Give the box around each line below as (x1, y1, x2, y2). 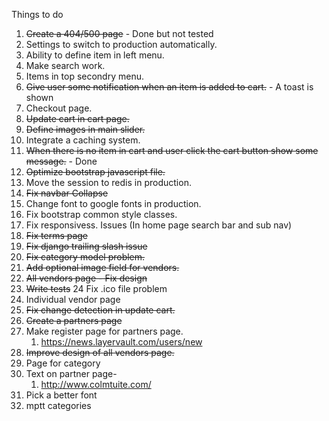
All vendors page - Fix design (25, 272, 148, 284)
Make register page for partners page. (25, 325, 184, 337)
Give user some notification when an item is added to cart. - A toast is (25, 81, 314, 93)
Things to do (11, 9, 64, 20)
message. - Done (25, 155, 98, 167)
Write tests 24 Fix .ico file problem (25, 283, 168, 294)
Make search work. (25, 60, 106, 71)
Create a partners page (25, 315, 123, 326)
